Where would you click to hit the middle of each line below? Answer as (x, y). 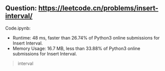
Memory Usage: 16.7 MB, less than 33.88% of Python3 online (76, 48)
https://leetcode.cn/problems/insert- (98, 8)
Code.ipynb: (18, 28)
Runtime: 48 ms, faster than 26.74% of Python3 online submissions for (86, 37)
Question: (21, 8)
